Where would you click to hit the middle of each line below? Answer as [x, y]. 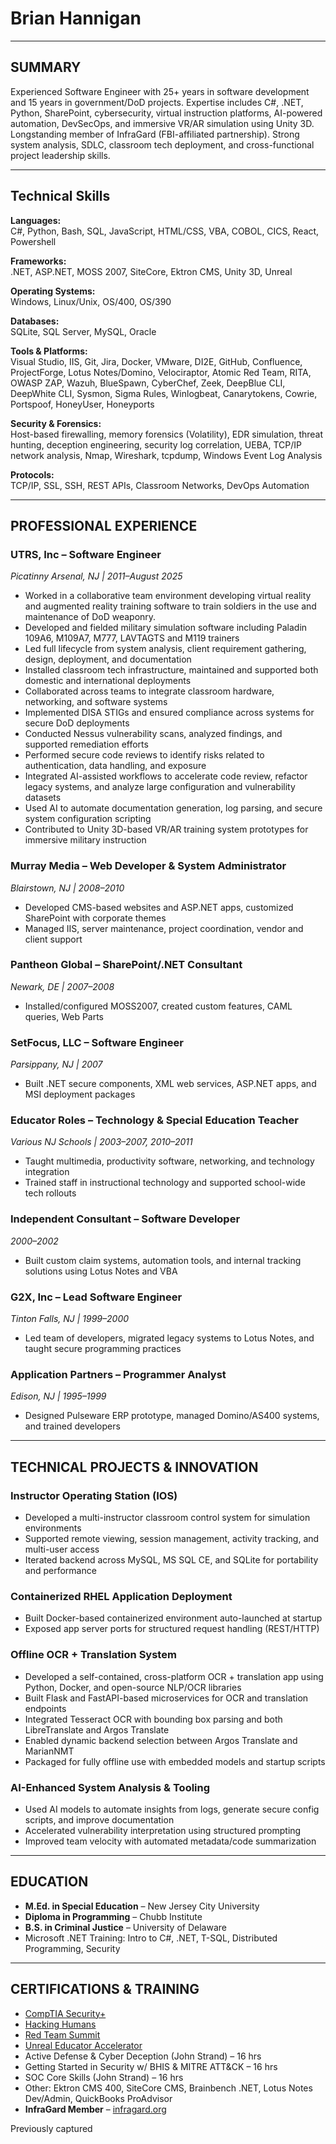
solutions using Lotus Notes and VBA [101, 1271]
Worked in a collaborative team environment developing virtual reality [168, 596]
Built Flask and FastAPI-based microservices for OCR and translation [166, 1698]
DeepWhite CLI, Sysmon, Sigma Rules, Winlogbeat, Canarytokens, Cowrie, [164, 393]
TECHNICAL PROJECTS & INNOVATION [134, 1467]
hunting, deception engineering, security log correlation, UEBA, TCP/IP [156, 444]
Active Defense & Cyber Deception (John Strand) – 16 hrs [143, 2056]
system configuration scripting [88, 819]
